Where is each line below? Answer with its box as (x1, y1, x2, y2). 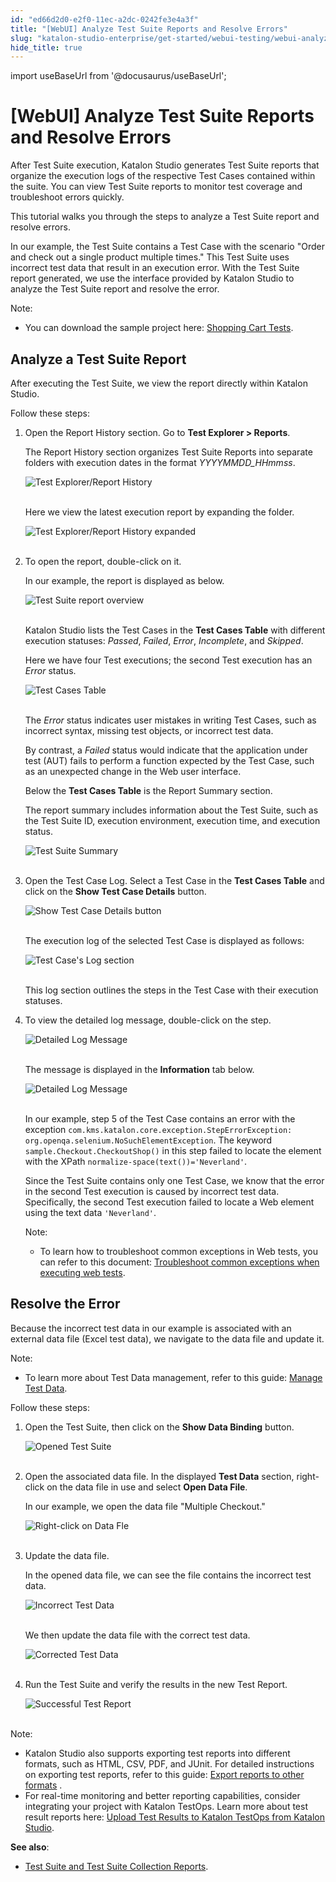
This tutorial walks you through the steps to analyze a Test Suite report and (10, 211, 320, 223)
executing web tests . (39, 1267, 126, 1278)
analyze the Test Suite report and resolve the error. (10, 283, 220, 295)
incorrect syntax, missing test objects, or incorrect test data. (24, 725, 274, 736)
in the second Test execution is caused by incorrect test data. (24, 1186, 280, 1197)
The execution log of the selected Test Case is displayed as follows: (24, 935, 305, 946)
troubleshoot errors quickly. (10, 191, 125, 203)
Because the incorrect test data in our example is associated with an (10, 1322, 292, 1334)
